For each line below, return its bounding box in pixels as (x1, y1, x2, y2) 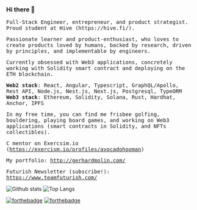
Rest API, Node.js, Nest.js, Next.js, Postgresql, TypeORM (6, 88, 183, 95)
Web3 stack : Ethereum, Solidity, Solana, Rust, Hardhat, (6, 94, 176, 101)
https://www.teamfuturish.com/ (6, 174, 98, 181)
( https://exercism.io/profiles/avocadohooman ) (6, 146, 145, 153)
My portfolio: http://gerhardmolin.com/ (6, 157, 126, 164)
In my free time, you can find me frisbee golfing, (6, 111, 161, 118)
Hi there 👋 (6, 5, 36, 14)
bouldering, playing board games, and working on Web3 (6, 117, 170, 124)
